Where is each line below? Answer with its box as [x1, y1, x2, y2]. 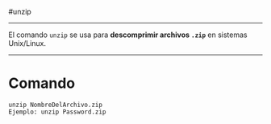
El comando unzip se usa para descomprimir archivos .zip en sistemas [8, 30, 248, 39]
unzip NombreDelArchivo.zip [8, 101, 103, 109]
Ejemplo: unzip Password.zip [8, 108, 106, 116]
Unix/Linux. [8, 39, 47, 48]
